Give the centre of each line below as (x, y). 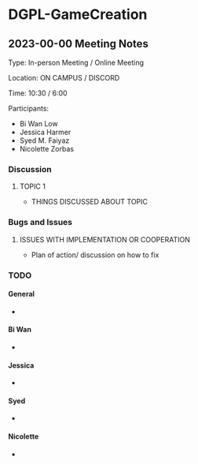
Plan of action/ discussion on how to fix (95, 255)
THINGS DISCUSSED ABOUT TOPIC (89, 202)
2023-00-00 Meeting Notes (79, 44)
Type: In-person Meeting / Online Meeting (76, 62)
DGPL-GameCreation (78, 15)
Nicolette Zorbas (47, 149)
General (22, 294)
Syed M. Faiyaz (44, 140)
